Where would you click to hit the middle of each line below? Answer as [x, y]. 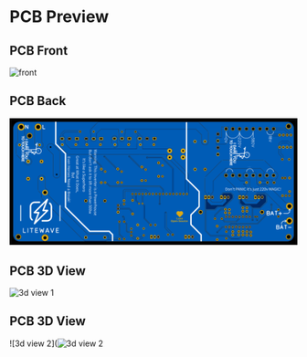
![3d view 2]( [33, 343]
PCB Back [38, 101]
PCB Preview [59, 17]
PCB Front [39, 51]
